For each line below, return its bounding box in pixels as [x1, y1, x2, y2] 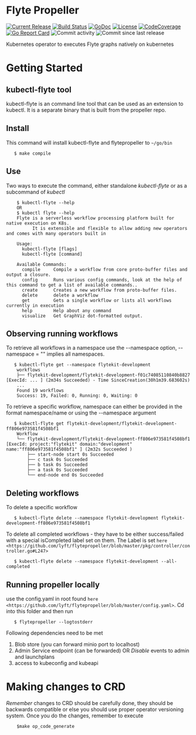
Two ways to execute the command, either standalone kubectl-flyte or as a [6, 182, 187, 189]
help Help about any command [21, 308, 111, 313]
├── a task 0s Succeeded [27, 467, 88, 473]
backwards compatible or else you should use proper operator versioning [6, 706, 184, 713]
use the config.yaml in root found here [6, 595, 99, 602]
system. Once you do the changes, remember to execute [6, 712, 144, 719]
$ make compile [13, 151, 51, 156]
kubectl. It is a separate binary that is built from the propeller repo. [6, 106, 166, 113]
